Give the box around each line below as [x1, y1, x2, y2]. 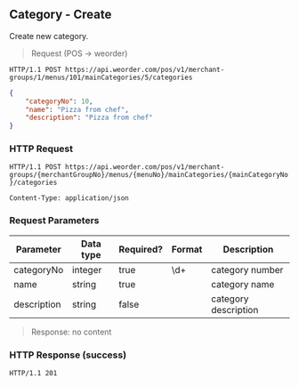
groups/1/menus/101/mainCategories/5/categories [9, 73, 193, 82]
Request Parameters [9, 214, 100, 227]
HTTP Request [9, 142, 74, 155]
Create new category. [9, 30, 89, 41]
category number [210, 263, 284, 276]
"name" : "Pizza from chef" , [25, 105, 129, 114]
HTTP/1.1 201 [9, 369, 58, 378]
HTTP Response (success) [9, 349, 127, 361]
